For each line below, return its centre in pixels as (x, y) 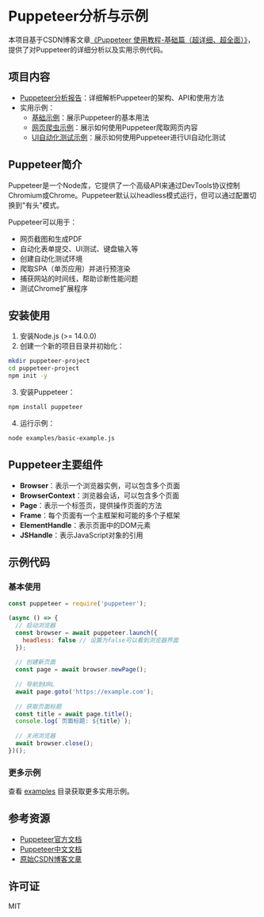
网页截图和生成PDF (51, 239)
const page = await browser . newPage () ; (81, 670)
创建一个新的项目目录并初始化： (72, 346)
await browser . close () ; (54, 743)
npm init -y (28, 376)
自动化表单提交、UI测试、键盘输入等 (79, 248)
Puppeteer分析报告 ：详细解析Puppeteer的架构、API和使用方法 (122, 97)
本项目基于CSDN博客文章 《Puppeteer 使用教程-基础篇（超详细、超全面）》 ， (132, 40)
